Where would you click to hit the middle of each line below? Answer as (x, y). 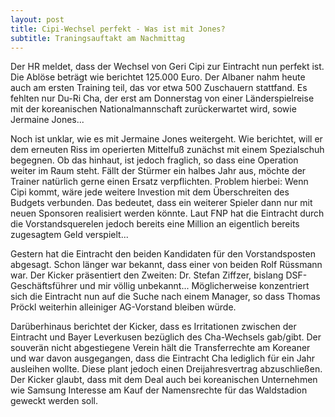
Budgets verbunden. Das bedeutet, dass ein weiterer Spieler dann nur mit (161, 203)
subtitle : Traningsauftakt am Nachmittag (98, 38)
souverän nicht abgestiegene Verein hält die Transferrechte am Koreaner (160, 348)
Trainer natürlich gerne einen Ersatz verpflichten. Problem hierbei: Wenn (159, 182)
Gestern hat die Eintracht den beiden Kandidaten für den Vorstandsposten (163, 254)
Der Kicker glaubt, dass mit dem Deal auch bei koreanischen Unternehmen (164, 380)
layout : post (37, 19)
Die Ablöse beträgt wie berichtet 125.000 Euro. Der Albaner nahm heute (158, 77)
